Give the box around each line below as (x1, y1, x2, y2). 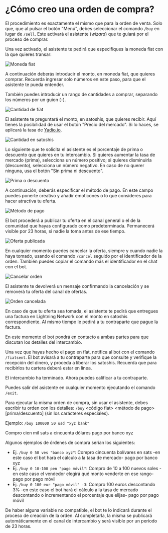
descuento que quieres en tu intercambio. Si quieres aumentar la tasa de (5, 151, 155, 158)
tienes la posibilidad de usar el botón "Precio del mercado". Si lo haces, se (5, 121, 159, 127)
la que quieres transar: (5, 51, 52, 57)
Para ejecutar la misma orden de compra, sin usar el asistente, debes (5, 399, 148, 406)
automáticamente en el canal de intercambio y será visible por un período (5, 517, 157, 524)
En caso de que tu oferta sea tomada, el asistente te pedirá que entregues (5, 308, 158, 314)
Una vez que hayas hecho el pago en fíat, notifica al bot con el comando (5, 349, 155, 355)
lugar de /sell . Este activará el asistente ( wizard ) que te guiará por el (5, 31, 149, 37)
